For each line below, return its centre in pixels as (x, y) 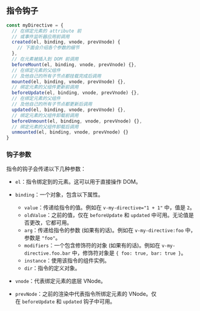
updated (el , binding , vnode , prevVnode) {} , (69, 110)
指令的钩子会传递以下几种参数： (46, 169)
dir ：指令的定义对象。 (52, 268)
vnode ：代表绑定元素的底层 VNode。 (60, 281)
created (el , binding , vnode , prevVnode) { (66, 42)
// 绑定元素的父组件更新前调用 (45, 87)
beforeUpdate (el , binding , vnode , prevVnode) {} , (75, 93)
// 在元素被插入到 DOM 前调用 (45, 59)
